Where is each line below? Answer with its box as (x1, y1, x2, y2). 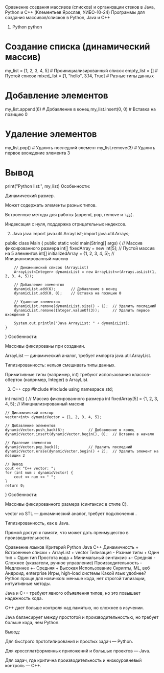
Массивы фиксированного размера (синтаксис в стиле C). (5, 501, 128, 507)
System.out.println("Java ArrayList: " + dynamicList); (14, 320, 131, 326)
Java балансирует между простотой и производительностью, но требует (5, 614, 159, 620)
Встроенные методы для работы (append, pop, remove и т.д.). (5, 211, 134, 217)
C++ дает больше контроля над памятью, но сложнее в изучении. (5, 605, 144, 610)
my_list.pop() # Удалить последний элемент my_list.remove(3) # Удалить (5, 144, 156, 151)
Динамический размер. (5, 193, 55, 199)
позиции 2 (5, 453, 25, 458)
